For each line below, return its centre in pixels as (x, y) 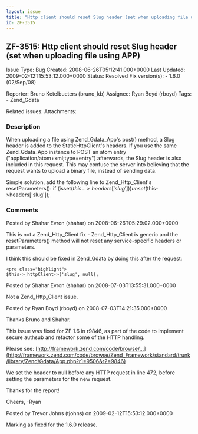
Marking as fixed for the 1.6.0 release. (52, 425)
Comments (22, 210)
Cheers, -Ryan (24, 402)
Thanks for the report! (33, 390)
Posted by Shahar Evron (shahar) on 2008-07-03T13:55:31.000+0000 (91, 285)
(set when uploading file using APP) (73, 56)
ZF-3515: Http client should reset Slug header (92, 46)
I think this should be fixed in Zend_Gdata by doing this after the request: (94, 258)
